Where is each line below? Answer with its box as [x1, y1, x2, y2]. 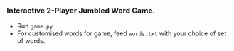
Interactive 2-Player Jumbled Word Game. [6, 6, 156, 16]
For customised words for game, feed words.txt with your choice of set [16, 29, 227, 38]
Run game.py [16, 22, 53, 30]
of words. [16, 37, 46, 45]
